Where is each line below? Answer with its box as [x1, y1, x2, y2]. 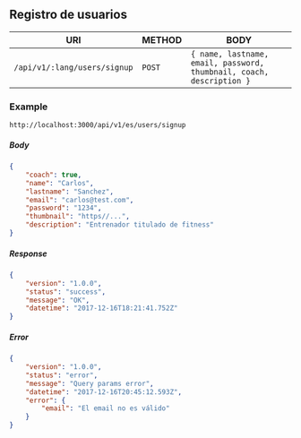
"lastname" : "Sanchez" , [25, 187, 115, 196]
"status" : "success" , [25, 287, 106, 296]
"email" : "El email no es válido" [41, 404, 170, 413]
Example [9, 100, 48, 113]
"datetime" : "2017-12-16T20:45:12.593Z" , [25, 387, 182, 397]
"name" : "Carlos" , [25, 178, 94, 187]
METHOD [142, 33, 182, 46]
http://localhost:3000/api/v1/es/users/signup [9, 121, 186, 130]
